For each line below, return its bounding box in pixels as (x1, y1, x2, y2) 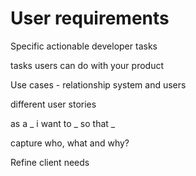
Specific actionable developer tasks (10, 40, 158, 52)
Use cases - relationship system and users (10, 78, 187, 91)
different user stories (10, 98, 97, 110)
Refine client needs (10, 156, 90, 168)
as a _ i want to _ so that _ (10, 117, 116, 129)
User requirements (10, 7, 170, 30)
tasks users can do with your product (10, 59, 164, 71)
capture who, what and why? (10, 137, 130, 149)
